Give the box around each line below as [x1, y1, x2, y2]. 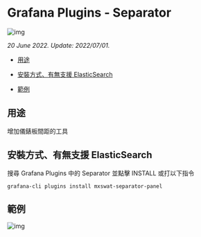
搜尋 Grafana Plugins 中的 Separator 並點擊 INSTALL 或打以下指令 [7, 168, 195, 177]
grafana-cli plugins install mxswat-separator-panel [7, 182, 163, 190]
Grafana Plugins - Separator [7, 5, 172, 21]
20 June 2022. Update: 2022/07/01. [7, 41, 110, 49]
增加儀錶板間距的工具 [7, 127, 68, 135]
